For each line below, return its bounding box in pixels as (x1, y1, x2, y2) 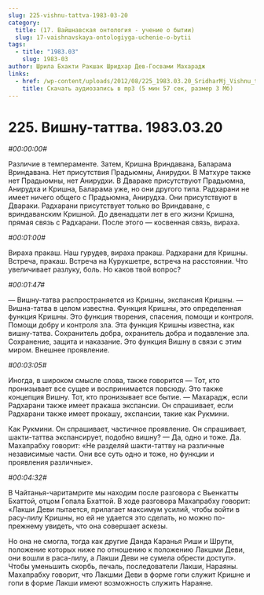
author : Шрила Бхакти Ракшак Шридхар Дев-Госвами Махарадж (8, 63, 206, 71)
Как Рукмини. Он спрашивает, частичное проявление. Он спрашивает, (8, 425, 247, 434)
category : (8, 19, 41, 27)
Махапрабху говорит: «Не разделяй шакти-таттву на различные (8, 441, 225, 451)
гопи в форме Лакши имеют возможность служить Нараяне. (8, 579, 214, 588)
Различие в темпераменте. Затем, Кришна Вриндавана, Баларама (8, 159, 232, 169)
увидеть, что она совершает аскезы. (44, 521, 168, 531)
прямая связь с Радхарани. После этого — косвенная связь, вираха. (8, 217, 240, 228)
